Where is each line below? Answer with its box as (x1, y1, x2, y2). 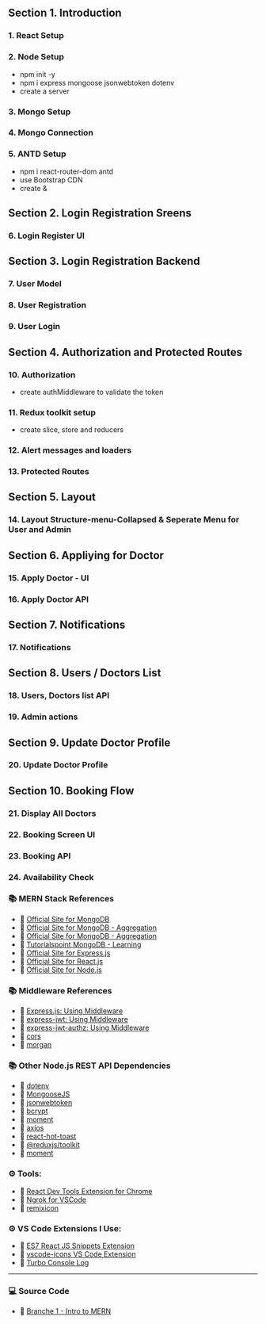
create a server (19, 86, 70, 96)
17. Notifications (8, 641, 71, 652)
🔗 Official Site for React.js (19, 956, 104, 966)
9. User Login (8, 321, 61, 332)
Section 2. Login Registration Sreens (8, 206, 192, 220)
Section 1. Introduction (8, 6, 122, 20)
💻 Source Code (8, 1285, 70, 1296)
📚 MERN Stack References (8, 894, 115, 905)
